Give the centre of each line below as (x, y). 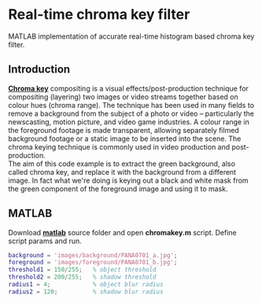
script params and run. (45, 241)
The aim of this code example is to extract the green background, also (122, 164)
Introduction (39, 70)
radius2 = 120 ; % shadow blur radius (86, 292)
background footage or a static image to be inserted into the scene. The (125, 139)
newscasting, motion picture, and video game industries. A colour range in (129, 122)
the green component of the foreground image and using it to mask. (118, 188)
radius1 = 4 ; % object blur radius (86, 285)
